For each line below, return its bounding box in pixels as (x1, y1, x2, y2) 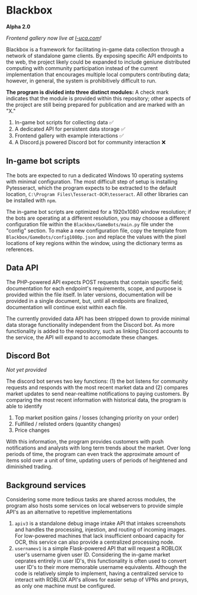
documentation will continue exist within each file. (6, 303, 128, 310)
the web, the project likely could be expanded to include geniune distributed (6, 58, 191, 65)
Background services (6, 480, 86, 490)
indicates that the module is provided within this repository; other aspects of (6, 95, 191, 102)
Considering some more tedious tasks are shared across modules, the (6, 496, 176, 503)
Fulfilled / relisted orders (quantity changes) (14, 421, 121, 428)
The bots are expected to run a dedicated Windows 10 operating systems (6, 171, 183, 178)
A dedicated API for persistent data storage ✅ (14, 125, 126, 133)
